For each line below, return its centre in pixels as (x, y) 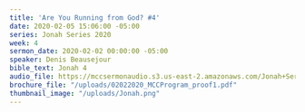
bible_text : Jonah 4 (49, 69)
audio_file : (32, 77)
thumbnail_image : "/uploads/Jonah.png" (85, 93)
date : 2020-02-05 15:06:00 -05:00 (75, 26)
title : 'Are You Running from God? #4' (85, 18)
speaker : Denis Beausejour (60, 60)
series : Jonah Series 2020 (60, 34)
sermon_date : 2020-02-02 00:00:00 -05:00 (89, 51)
